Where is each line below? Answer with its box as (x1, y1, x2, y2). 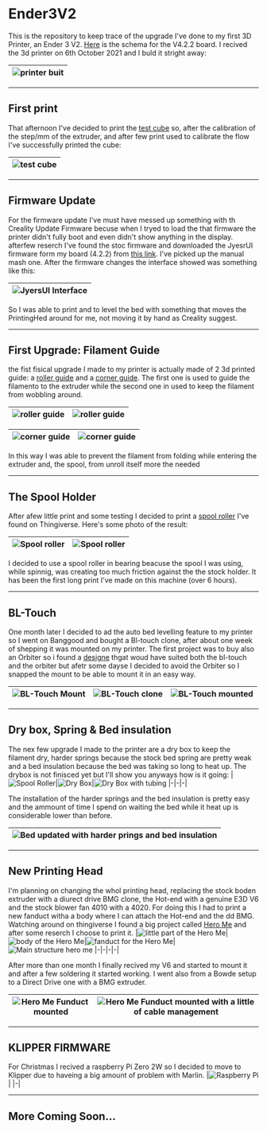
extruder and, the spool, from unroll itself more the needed (8, 459, 200, 470)
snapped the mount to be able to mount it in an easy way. (8, 669, 196, 679)
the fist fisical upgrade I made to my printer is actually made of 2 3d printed (8, 365, 256, 374)
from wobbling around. (8, 390, 83, 400)
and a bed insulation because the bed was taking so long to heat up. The (8, 761, 246, 770)
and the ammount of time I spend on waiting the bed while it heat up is (8, 801, 239, 812)
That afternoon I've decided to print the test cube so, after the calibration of (8, 123, 256, 132)
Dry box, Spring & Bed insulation (8, 723, 172, 737)
